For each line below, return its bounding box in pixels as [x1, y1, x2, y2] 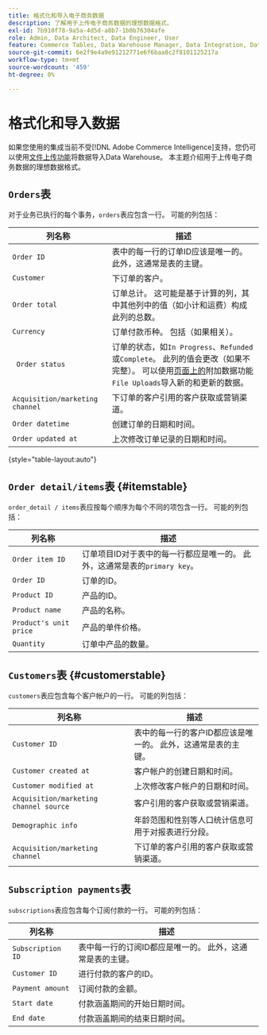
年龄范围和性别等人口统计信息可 [133, 815, 254, 825]
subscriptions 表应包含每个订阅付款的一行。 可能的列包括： [8, 905, 203, 914]
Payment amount [12, 983, 70, 993]
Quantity [12, 639, 45, 648]
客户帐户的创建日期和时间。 [133, 766, 238, 777]
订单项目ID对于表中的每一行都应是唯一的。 [82, 549, 242, 560]
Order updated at [12, 434, 78, 443]
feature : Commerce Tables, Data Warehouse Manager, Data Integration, [8, 41, 247, 49]
